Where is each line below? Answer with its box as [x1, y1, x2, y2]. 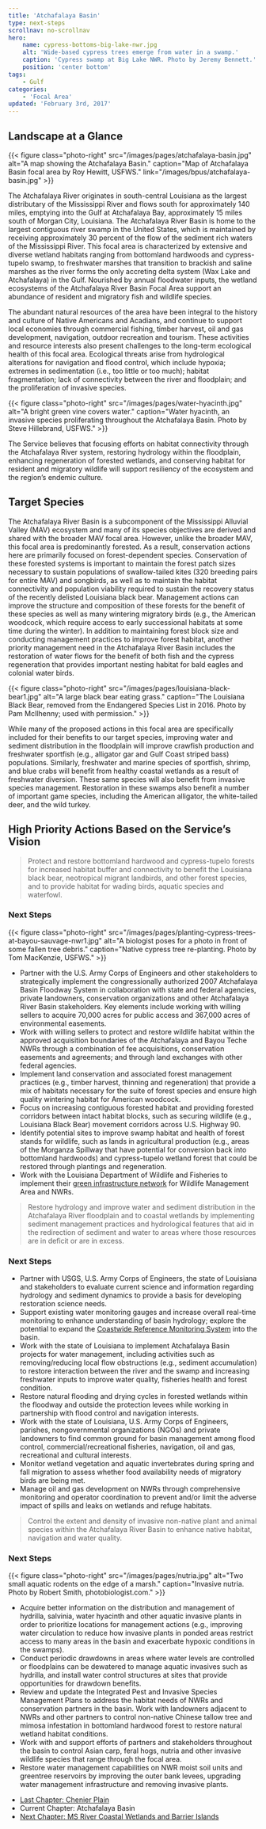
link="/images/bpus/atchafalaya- [142, 167, 251, 177]
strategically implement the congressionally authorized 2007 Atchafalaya [19, 976, 258, 986]
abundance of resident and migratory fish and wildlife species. [8, 291, 212, 301]
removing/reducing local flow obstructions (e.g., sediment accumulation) [19, 1358, 257, 1367]
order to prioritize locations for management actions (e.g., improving [19, 1620, 243, 1629]
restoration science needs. [19, 1299, 107, 1309]
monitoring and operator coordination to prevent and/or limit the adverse [19, 1492, 257, 1502]
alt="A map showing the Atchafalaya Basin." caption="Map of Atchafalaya [8, 158, 249, 168]
